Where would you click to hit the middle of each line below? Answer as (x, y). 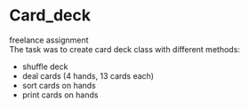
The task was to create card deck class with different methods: (124, 49)
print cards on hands (60, 95)
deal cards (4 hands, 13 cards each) (88, 75)
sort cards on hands (59, 85)
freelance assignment (49, 40)
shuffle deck (45, 66)
